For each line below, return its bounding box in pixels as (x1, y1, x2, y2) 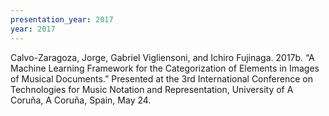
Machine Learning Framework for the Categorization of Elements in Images (10, 62, 320, 74)
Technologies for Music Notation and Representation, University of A (10, 83, 294, 95)
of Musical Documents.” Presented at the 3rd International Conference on (10, 72, 313, 85)
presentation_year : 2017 (10, 14, 114, 25)
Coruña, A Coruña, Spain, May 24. (10, 94, 152, 106)
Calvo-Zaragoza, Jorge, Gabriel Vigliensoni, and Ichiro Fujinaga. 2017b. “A (10, 51, 315, 63)
